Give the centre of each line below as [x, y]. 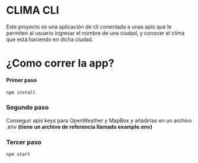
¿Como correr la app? [60, 63]
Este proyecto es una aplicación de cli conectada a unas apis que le [89, 27]
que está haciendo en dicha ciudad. [50, 39]
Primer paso [22, 80]
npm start [18, 154]
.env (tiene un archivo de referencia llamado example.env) [79, 127]
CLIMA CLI [33, 10]
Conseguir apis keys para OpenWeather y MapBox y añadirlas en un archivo [99, 120]
